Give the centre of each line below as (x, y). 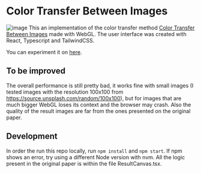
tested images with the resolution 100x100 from (65, 92)
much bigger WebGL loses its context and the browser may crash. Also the (99, 105)
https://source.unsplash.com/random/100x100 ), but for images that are (94, 98)
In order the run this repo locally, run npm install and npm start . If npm (94, 151)
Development (32, 136)
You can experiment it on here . (44, 52)
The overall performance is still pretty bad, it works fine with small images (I (100, 85)
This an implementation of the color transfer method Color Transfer (112, 28)
